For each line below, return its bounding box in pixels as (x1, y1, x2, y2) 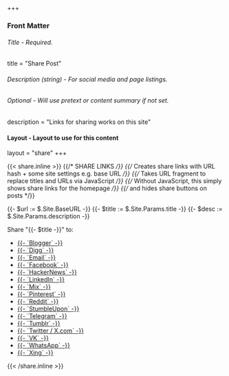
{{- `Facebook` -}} (17, 261, 69, 269)
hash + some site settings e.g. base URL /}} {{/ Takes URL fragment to (7, 169, 206, 178)
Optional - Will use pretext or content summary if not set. (7, 96, 169, 105)
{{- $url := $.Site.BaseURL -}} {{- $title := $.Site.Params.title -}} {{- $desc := (7, 205, 223, 213)
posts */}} (7, 191, 36, 200)
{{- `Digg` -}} (17, 246, 54, 255)
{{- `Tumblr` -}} (17, 320, 61, 328)
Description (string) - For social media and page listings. (7, 75, 168, 83)
